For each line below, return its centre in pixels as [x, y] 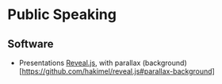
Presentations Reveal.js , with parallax [80, 63]
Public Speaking [62, 15]
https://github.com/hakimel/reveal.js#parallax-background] [118, 71]
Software [31, 44]
